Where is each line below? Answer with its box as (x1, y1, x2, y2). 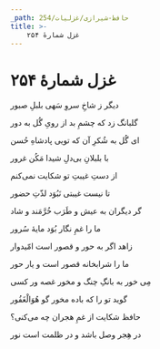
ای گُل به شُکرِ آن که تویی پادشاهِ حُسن (10, 135, 140, 146)
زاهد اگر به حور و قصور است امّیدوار (10, 241, 133, 251)
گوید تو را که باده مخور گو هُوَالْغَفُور (10, 293, 128, 305)
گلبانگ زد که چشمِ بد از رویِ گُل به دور (10, 118, 139, 128)
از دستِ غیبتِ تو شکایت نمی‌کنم (10, 170, 117, 181)
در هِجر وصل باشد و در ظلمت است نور (10, 329, 142, 340)
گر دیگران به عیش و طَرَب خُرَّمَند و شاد (10, 206, 142, 217)
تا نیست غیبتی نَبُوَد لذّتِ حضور (10, 188, 111, 199)
